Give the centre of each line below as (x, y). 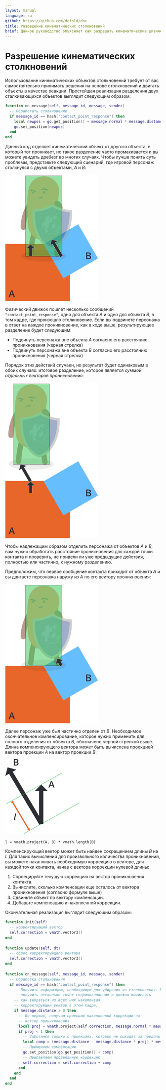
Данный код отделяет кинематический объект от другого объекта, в (78, 147)
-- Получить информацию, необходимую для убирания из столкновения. (86, 990)
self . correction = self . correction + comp (67, 1063)
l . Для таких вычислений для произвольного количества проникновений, (83, 856)
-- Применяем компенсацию (50, 1047)
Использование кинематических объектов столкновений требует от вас (82, 81)
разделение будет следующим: (38, 330)
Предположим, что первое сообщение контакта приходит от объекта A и (83, 572)
